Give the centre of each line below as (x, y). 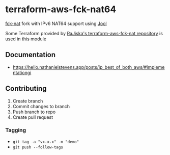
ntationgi (22, 72)
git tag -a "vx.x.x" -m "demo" (46, 142)
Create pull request (33, 117)
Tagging (16, 130)
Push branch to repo (34, 112)
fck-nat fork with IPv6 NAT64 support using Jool (56, 23)
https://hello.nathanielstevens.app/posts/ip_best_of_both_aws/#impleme (89, 67)
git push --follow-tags (38, 147)
